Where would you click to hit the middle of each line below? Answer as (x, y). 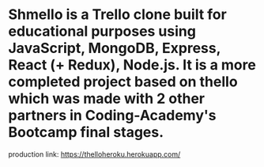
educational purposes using (102, 31)
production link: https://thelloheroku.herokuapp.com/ (94, 154)
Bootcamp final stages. (86, 133)
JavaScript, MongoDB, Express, (115, 48)
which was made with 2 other (107, 99)
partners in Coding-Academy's (112, 116)
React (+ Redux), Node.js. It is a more (132, 65)
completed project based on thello (123, 82)
